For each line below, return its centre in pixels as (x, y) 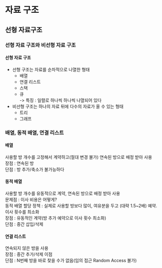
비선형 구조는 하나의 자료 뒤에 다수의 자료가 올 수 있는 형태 (68, 106)
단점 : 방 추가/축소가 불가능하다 (35, 169)
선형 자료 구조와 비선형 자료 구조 (40, 45)
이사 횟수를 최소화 (22, 212)
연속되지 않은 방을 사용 (27, 248)
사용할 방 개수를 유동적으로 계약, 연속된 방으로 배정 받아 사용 (63, 194)
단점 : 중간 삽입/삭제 (24, 224)
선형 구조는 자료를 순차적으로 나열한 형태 (51, 69)
